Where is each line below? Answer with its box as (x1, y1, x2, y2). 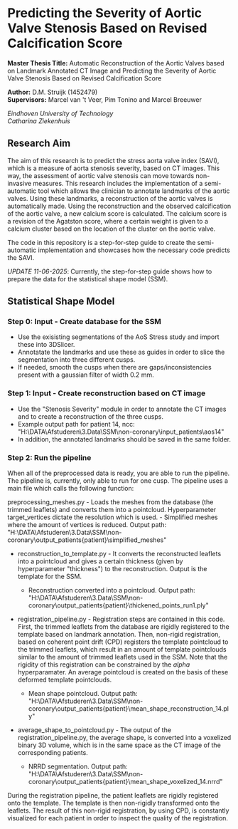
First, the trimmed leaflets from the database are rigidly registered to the (17, 622, 229, 631)
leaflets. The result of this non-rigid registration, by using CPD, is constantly (7, 806, 229, 815)
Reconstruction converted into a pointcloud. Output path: (28, 586, 195, 595)
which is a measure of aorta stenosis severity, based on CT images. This (7, 164, 220, 172)
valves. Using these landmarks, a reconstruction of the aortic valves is (7, 194, 213, 202)
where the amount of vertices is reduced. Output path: (7, 521, 167, 529)
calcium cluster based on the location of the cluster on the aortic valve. (7, 224, 216, 233)
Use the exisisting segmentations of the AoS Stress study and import (17, 333, 220, 341)
